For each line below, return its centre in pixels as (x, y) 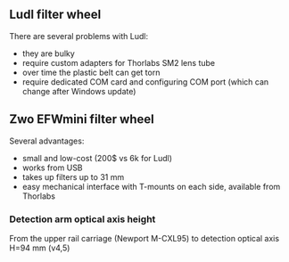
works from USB (52, 168)
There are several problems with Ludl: (79, 36)
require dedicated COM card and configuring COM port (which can (145, 82)
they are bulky (49, 53)
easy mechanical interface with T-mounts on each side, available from (151, 186)
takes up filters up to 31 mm (73, 176)
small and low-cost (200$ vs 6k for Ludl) (97, 158)
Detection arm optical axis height (83, 219)
